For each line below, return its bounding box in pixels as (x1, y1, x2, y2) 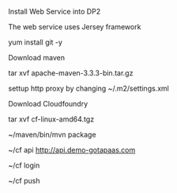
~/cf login (8, 160, 40, 170)
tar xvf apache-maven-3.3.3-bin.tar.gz (8, 68, 134, 78)
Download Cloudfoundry (8, 99, 88, 108)
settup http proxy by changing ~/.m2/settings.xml (8, 83, 170, 93)
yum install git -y (8, 37, 63, 47)
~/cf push (8, 176, 40, 185)
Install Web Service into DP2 (8, 7, 101, 16)
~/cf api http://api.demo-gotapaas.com (8, 145, 136, 154)
